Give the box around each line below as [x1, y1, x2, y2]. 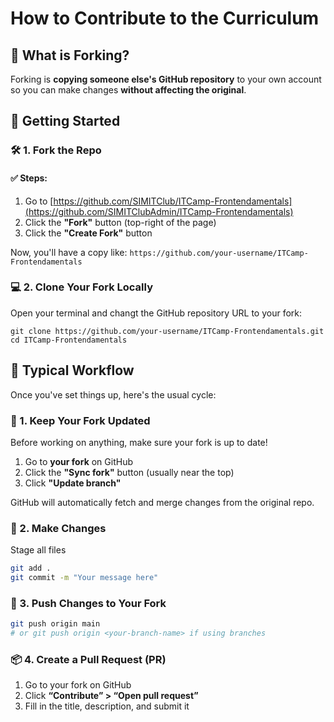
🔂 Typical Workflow [10, 362, 135, 379]
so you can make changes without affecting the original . [10, 84, 247, 96]
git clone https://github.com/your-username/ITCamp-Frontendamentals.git [10, 326, 325, 336]
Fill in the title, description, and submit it [24, 700, 190, 712]
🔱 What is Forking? [10, 47, 130, 64]
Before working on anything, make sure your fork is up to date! [10, 436, 268, 448]
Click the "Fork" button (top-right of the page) [24, 216, 217, 228]
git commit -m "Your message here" [10, 573, 159, 583]
